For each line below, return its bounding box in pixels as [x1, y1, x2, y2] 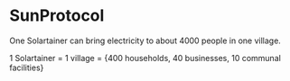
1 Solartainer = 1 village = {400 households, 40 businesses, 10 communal [9, 52, 282, 63]
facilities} [9, 62, 44, 73]
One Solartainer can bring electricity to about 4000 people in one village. [9, 35, 282, 46]
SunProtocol [9, 5, 105, 26]
